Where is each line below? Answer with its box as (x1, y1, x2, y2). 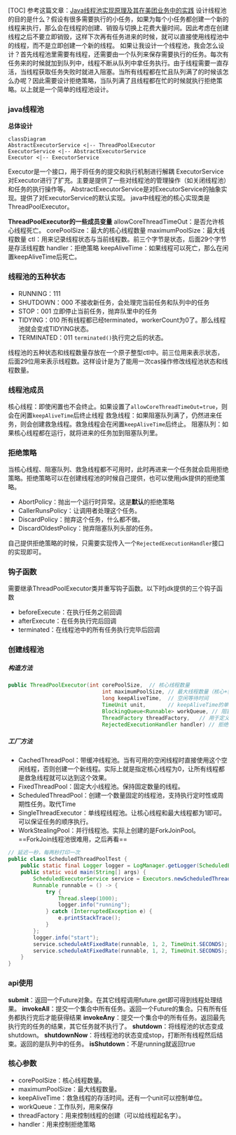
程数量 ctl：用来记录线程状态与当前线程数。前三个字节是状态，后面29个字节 (8, 235, 227, 244)
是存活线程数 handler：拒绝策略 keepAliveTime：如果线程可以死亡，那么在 (8, 244, 223, 252)
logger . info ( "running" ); (57, 902, 131, 909)
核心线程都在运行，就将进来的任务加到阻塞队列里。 (13, 428, 162, 437)
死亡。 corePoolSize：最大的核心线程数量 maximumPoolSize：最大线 (26, 226, 225, 235)
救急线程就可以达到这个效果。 (24, 774, 111, 782)
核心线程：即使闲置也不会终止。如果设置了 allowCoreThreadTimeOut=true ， (8, 402, 222, 410)
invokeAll (21, 1004, 50, 1013)
